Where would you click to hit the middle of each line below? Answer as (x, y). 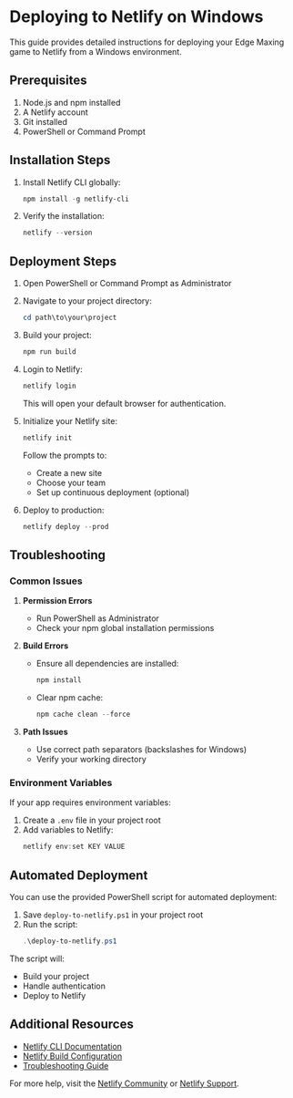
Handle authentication (64, 986)
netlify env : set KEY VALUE (74, 847)
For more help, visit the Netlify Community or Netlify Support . (124, 1083)
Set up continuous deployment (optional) (113, 492)
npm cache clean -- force (83, 715)
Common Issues (46, 581)
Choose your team (71, 482)
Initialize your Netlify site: (70, 420)
